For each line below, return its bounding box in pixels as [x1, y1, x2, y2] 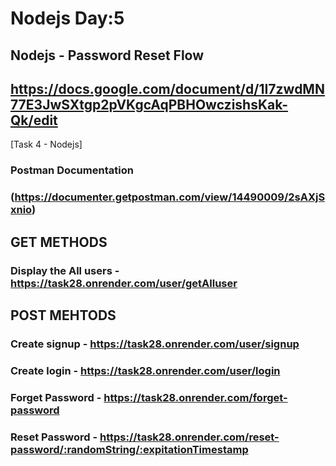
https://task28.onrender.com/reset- [99, 430, 280, 444]
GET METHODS [10, 233, 108, 251]
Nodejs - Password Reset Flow [10, 47, 205, 64]
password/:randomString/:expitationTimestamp [10, 442, 249, 456]
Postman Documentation [10, 163, 134, 177]
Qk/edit [10, 112, 58, 129]
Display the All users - [10, 263, 120, 277]
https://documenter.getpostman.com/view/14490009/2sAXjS [14, 190, 326, 204]
